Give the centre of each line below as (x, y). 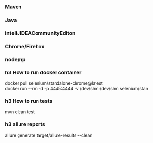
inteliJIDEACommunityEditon (40, 33)
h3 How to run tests (29, 101)
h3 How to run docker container (43, 72)
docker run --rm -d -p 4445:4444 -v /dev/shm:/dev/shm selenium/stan (77, 88)
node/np (15, 59)
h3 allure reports (25, 124)
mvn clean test (20, 112)
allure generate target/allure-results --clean (49, 135)
